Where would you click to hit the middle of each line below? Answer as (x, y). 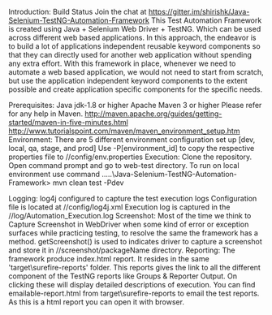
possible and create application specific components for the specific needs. (136, 89)
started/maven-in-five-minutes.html (68, 122)
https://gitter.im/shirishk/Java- (199, 12)
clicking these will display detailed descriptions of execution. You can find (132, 285)
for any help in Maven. (46, 114)
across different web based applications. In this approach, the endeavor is (132, 37)
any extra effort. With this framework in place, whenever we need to (122, 63)
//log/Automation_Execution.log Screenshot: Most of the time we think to (130, 216)
